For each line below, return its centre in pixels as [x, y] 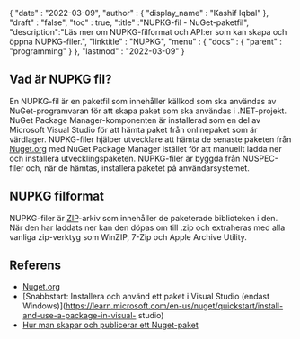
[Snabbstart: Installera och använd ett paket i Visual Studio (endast [146, 297]
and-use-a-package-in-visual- [79, 316]
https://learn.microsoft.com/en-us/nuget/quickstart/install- [175, 306]
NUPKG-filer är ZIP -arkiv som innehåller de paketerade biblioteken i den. [144, 218]
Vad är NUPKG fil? [61, 80]
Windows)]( [44, 306]
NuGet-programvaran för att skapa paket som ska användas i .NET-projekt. [148, 111]
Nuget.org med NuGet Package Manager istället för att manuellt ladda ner [146, 148]
